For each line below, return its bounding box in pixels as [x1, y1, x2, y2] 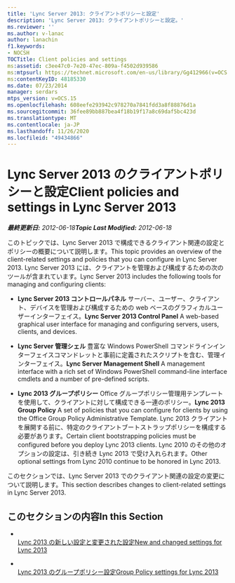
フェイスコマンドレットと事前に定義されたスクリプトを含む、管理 [29, 351, 220, 359]
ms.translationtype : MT [7, 114, 77, 121]
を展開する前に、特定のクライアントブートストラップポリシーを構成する [17, 423, 227, 431]
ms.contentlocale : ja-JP [7, 121, 80, 128]
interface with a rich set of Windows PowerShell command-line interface [17, 368, 228, 376]
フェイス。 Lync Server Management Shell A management [35, 359, 206, 368]
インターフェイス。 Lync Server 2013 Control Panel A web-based [29, 312, 220, 321]
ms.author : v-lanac [7, 29, 65, 37]
